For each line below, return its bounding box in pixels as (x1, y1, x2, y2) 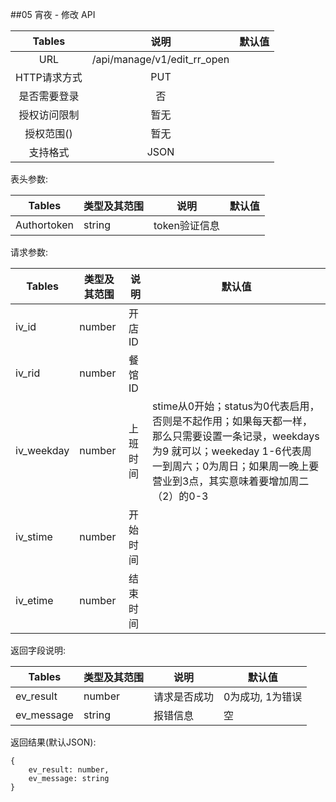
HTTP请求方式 (15, 71, 83, 84)
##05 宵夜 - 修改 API (10, 9, 96, 20)
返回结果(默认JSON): (10, 736, 97, 748)
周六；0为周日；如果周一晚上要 (171, 459, 320, 473)
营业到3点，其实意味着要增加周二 (151, 474, 310, 488)
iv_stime (15, 530, 53, 543)
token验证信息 (153, 219, 220, 232)
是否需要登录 (18, 89, 80, 103)
